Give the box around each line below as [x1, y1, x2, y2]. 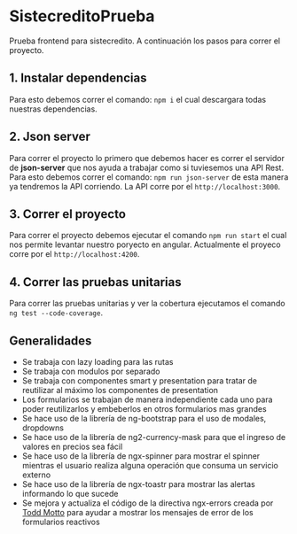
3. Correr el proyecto [9, 206, 127, 221]
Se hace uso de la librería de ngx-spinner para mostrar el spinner [21, 451, 261, 461]
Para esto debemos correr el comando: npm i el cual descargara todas [9, 94, 267, 104]
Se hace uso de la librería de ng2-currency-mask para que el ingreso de [21, 432, 286, 442]
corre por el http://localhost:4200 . [9, 249, 140, 259]
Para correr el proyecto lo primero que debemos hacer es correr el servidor [9, 152, 285, 163]
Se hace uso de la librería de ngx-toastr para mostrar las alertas [21, 479, 255, 489]
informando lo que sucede [21, 489, 119, 499]
